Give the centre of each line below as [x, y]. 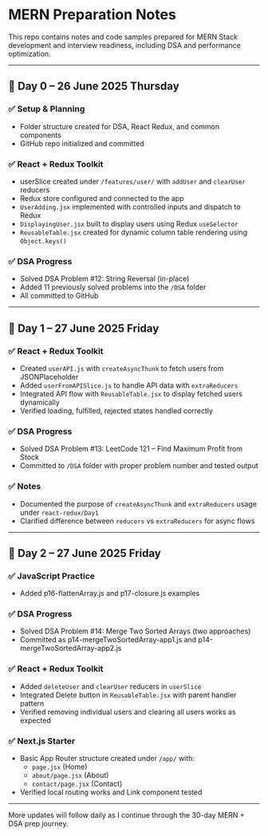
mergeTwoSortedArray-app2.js [71, 649]
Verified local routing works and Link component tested [111, 792]
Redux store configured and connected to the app [102, 198]
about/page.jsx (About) [70, 775]
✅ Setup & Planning [47, 109]
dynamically [39, 402]
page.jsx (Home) [59, 767]
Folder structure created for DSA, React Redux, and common [120, 126]
